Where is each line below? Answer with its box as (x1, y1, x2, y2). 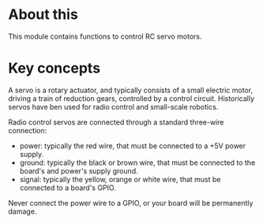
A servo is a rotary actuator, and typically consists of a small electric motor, (8, 85, 254, 95)
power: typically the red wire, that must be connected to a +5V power (19, 140, 246, 151)
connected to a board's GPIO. (19, 183, 116, 192)
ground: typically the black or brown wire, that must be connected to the (19, 158, 256, 167)
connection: (8, 125, 47, 135)
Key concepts (8, 59, 101, 77)
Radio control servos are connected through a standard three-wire (8, 117, 224, 127)
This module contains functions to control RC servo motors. (8, 32, 202, 41)
